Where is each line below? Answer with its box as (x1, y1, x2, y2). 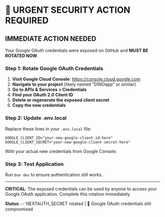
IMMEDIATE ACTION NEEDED (5, 34, 97, 43)
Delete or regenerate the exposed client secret (12, 97, 110, 103)
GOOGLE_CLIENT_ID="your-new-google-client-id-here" (5, 135, 113, 140)
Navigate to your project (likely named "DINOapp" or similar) (12, 81, 137, 88)
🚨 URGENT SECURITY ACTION (5, 4, 131, 16)
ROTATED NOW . (5, 53, 38, 59)
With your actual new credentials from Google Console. (5, 148, 117, 154)
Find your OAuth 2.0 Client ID (12, 92, 74, 98)
